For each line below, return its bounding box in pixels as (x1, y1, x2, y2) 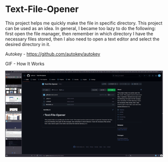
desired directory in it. (5, 41, 51, 47)
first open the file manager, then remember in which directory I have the (5, 30, 153, 36)
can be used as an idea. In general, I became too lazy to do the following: (5, 25, 156, 31)
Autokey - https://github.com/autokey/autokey (5, 51, 100, 57)
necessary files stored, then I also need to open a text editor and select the (5, 36, 160, 42)
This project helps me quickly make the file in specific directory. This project (5, 20, 162, 26)
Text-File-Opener (5, 3, 79, 15)
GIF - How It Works (5, 60, 45, 66)
